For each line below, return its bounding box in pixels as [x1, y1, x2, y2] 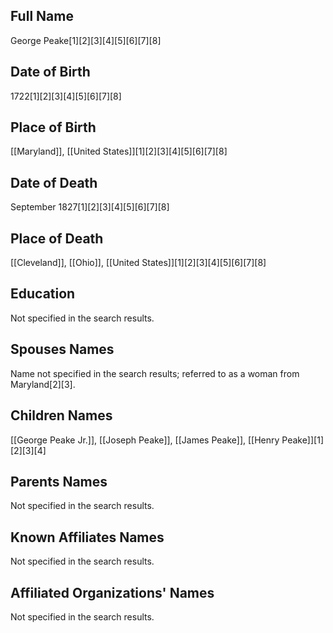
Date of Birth [10, 64, 91, 81]
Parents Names [10, 473, 108, 490]
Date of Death [10, 174, 98, 191]
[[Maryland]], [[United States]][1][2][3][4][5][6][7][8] [10, 145, 228, 158]
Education [10, 285, 76, 303]
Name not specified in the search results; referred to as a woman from [10, 367, 300, 379]
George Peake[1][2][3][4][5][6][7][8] [10, 34, 162, 46]
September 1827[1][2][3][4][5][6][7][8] [10, 201, 170, 213]
